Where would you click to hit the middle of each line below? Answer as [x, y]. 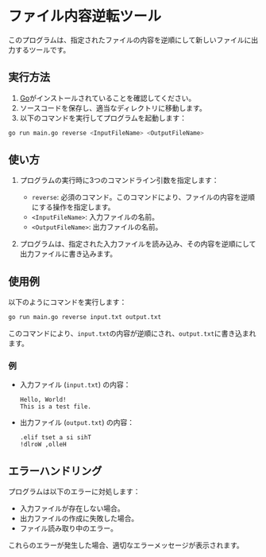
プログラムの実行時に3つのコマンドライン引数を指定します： [120, 181]
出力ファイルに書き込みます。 [68, 254]
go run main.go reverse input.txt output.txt [85, 317]
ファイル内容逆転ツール [85, 16]
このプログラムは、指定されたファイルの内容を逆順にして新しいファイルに [130, 40]
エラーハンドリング [55, 471]
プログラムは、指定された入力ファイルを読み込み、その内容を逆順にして [138, 244]
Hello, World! [43, 400]
